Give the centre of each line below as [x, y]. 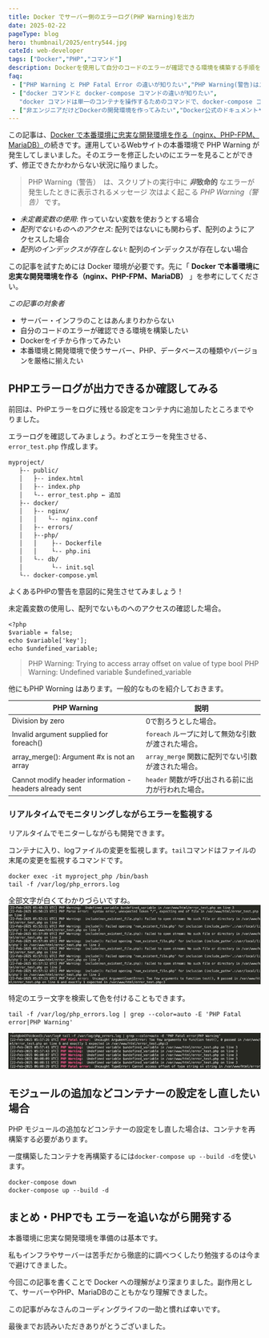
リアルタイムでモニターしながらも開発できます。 [89, 833]
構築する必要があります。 [50, 1139]
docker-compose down [43, 1183]
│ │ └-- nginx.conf [58, 519]
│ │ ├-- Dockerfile [60, 543]
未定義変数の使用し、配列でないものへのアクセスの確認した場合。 [117, 608]
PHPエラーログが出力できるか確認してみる [113, 388]
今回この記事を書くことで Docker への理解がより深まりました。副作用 [123, 1282]
